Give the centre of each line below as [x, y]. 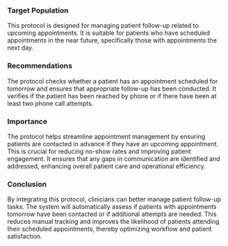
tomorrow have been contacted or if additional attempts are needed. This [112, 214]
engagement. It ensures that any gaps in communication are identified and [114, 158]
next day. [21, 48]
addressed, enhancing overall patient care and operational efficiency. [107, 166]
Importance [27, 121]
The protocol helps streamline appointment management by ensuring [106, 136]
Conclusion [27, 184]
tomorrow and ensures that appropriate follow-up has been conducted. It [112, 89]
